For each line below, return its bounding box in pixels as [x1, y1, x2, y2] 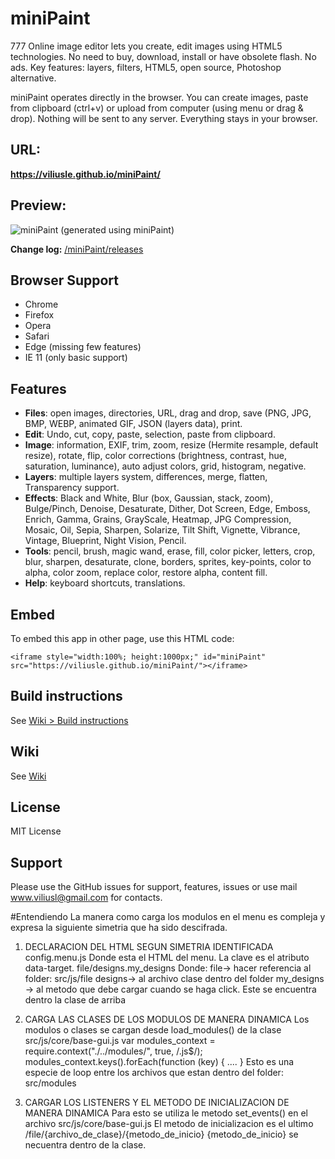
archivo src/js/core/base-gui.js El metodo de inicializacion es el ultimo [24, 1118, 314, 1130]
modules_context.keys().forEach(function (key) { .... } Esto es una [24, 1056, 295, 1068]
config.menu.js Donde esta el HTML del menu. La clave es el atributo [24, 952, 310, 964]
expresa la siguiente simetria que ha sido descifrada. [10, 922, 228, 934]
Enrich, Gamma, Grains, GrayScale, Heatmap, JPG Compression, [24, 513, 292, 526]
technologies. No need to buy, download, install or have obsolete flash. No [10, 50, 317, 62]
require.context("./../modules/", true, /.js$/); [24, 1045, 203, 1057]
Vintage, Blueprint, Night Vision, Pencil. [24, 535, 187, 547]
